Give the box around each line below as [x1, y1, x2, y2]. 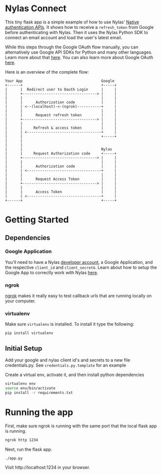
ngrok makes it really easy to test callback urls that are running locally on [5, 293, 152, 299]
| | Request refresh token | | [5, 113, 117, 118]
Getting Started [5, 214, 69, 225]
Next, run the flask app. [5, 446, 53, 452]
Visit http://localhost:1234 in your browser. [5, 464, 90, 471]
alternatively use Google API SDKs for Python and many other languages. [5, 49, 153, 55]
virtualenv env [5, 381, 36, 386]
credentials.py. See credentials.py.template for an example [5, 362, 126, 368]
